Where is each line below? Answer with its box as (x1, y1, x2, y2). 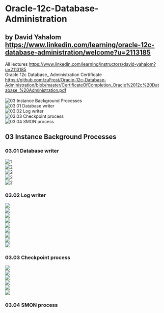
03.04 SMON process (5, 302, 58, 309)
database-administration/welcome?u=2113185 (5, 48, 151, 56)
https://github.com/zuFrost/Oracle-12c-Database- (5, 77, 107, 82)
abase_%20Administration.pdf (5, 87, 67, 93)
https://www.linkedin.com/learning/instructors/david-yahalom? (28, 61, 156, 67)
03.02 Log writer (5, 192, 46, 199)
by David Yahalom (5, 33, 61, 41)
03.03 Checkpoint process (5, 254, 70, 261)
